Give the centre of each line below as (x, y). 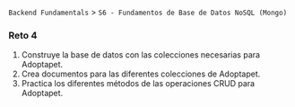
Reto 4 (23, 35)
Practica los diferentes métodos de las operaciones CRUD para (138, 84)
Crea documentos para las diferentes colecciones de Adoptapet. (141, 74)
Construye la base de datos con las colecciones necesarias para (141, 55)
